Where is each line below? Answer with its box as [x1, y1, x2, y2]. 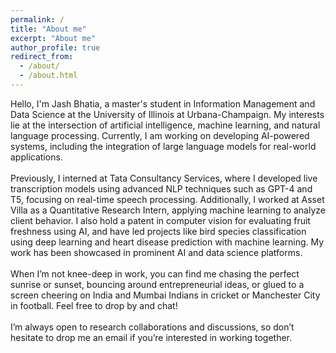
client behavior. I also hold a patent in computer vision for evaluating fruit [10, 214, 311, 226]
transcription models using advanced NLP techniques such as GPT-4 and [10, 182, 313, 195]
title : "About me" [10, 24, 87, 34]
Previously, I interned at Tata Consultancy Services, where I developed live [10, 172, 318, 184]
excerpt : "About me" [10, 33, 97, 43]
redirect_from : [10, 52, 74, 62]
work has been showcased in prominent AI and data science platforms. [10, 246, 303, 258]
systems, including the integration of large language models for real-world [10, 140, 317, 152]
